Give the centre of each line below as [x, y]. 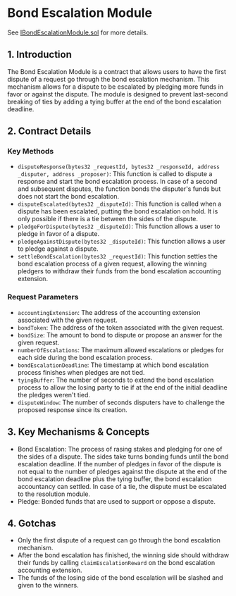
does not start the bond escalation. [68, 197]
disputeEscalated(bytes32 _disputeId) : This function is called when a [119, 204]
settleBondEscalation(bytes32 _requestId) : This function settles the [118, 256]
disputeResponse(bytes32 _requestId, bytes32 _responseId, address [118, 167]
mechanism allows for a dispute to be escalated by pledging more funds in [116, 87]
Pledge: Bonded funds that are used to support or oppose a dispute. [117, 501]
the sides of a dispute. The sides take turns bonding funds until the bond [123, 457]
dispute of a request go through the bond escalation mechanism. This [108, 79]
